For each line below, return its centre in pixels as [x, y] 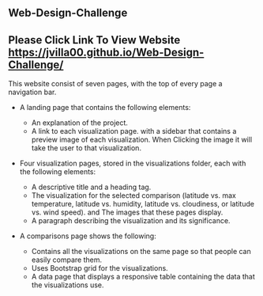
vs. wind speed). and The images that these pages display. [127, 212]
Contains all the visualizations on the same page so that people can [141, 252]
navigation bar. [32, 92]
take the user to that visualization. [86, 148]
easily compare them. [67, 260]
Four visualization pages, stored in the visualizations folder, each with [133, 163]
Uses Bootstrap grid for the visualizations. [100, 268]
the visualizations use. [68, 285]
